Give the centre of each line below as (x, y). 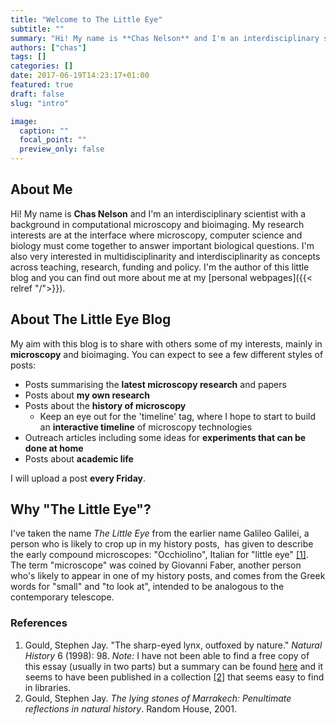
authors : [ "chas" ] (48, 47)
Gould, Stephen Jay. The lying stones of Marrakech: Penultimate (158, 698)
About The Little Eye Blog (91, 319)
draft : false (37, 94)
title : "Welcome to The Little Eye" (86, 19)
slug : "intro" (40, 103)
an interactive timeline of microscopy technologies (146, 427)
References (39, 623)
